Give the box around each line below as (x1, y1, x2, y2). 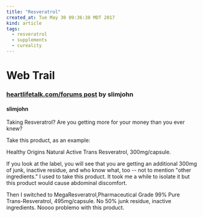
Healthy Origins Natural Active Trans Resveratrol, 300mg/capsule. (6, 149, 171, 156)
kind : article (6, 20, 42, 26)
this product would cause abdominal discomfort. (6, 180, 127, 187)
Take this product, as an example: (6, 137, 91, 144)
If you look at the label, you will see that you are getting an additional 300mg (6, 160, 197, 167)
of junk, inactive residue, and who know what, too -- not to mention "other (6, 167, 191, 174)
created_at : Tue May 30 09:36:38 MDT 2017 (6, 15, 115, 21)
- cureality (12, 43, 42, 49)
